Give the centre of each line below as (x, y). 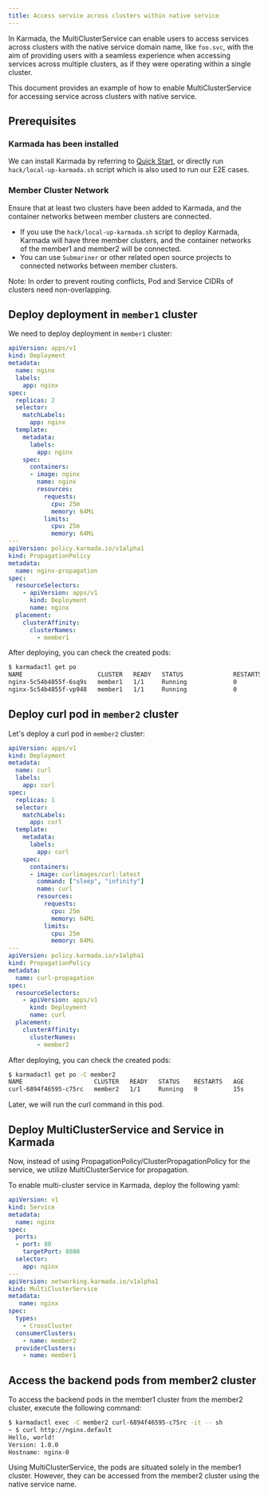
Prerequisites (42, 122)
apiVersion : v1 (33, 1200)
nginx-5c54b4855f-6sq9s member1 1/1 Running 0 (123, 683)
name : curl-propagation (55, 978)
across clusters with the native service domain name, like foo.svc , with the (131, 47)
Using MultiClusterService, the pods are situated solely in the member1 (125, 1467)
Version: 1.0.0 (33, 1445)
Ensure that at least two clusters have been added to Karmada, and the (125, 207)
